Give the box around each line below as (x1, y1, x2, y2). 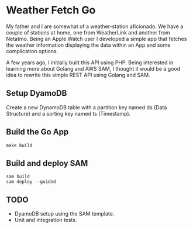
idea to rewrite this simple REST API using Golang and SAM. (6, 71, 150, 78)
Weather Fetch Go (6, 4, 96, 17)
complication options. (6, 47, 58, 54)
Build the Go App (6, 127, 69, 137)
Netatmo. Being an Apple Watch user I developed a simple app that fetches (6, 35, 187, 42)
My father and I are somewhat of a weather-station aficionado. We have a (6, 23, 184, 30)
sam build (6, 174, 30, 180)
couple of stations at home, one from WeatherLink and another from (6, 29, 171, 36)
